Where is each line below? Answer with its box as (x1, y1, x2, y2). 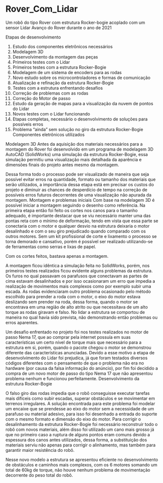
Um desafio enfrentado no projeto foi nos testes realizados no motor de (5, 329, 149, 335)
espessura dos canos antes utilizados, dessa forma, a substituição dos (5, 437, 147, 443)
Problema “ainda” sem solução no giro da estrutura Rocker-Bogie (12, 126, 144, 132)
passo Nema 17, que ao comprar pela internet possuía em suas (5, 334, 131, 340)
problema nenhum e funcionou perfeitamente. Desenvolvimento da (5, 375, 140, 381)
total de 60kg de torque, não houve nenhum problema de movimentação (5, 467, 150, 473)
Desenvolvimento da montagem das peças (12, 54, 98, 59)
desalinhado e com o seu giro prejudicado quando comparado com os (5, 228, 146, 234)
